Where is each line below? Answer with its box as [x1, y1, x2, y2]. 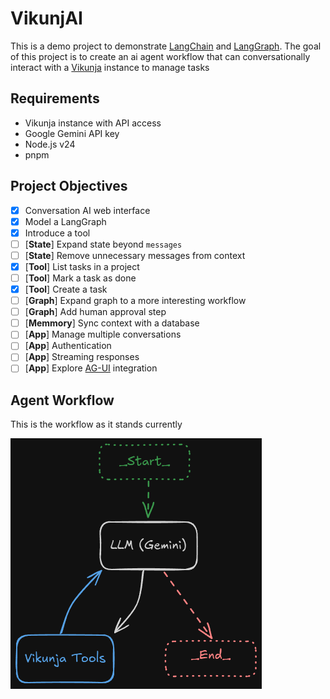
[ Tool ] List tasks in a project [24, 260, 140, 272]
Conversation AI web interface [24, 204, 151, 216]
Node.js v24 [24, 138, 76, 150]
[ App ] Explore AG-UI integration [24, 362, 158, 374]
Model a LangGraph [24, 215, 107, 227]
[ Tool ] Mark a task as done [24, 272, 137, 284]
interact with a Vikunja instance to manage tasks [10, 61, 210, 73]
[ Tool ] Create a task [24, 283, 108, 295]
